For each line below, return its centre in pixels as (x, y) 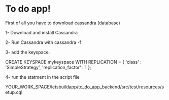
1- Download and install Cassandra (41, 32)
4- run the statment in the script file (42, 77)
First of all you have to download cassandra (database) (63, 23)
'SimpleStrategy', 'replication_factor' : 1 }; (48, 67)
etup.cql (14, 92)
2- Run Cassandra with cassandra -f (43, 42)
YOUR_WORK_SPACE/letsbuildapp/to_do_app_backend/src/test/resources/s (85, 87)
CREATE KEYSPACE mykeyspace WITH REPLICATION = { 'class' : (74, 62)
